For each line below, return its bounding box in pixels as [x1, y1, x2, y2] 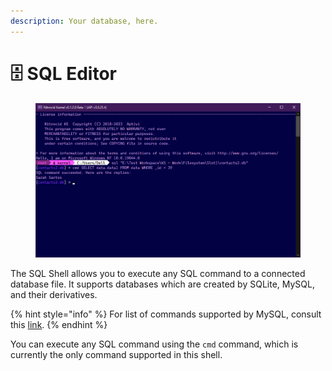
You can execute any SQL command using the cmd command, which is [10, 338, 299, 350]
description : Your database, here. [10, 16, 159, 26]
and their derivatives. [10, 289, 98, 301]
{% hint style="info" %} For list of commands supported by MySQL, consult [10, 308, 322, 320]
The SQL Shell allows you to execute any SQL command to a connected [10, 268, 306, 280]
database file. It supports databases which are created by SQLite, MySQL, [10, 278, 315, 290]
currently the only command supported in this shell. [10, 349, 223, 361]
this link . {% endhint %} [10, 319, 108, 331]
